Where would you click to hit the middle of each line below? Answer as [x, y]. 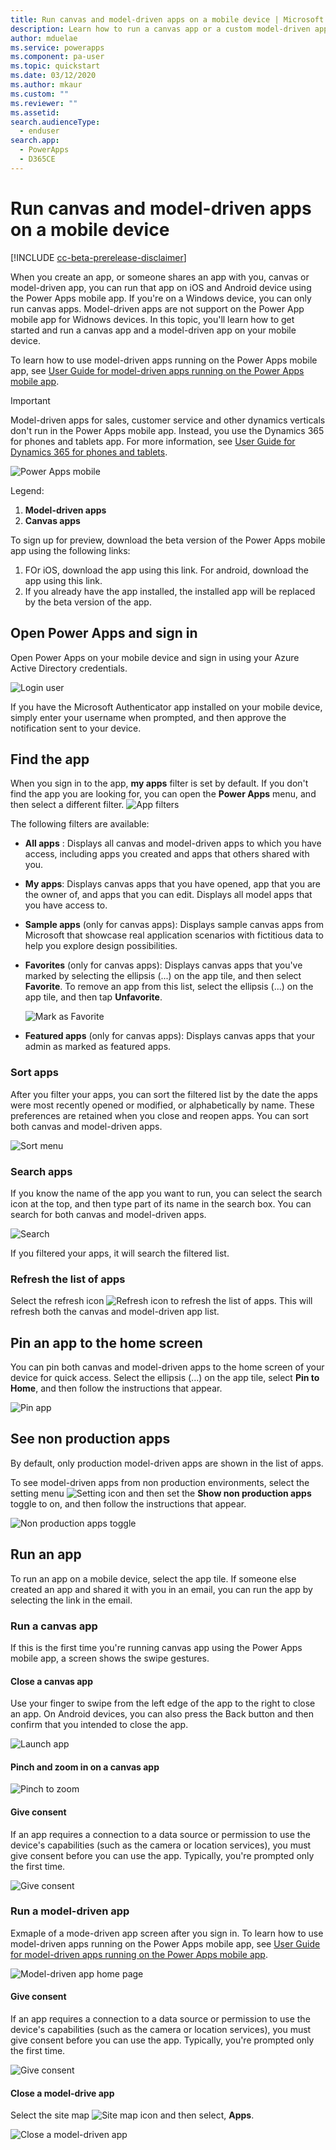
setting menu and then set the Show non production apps [161, 1493]
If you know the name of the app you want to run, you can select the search [166, 1193]
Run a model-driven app [70, 1911]
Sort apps [34, 1073]
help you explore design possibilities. [101, 946]
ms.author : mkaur [46, 85]
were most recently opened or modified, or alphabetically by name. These [162, 1105]
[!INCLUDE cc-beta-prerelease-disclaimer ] [98, 257]
